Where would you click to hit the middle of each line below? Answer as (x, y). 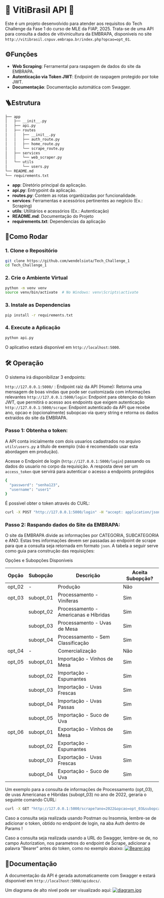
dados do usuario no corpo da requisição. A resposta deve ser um (72, 466)
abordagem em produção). (32, 451)
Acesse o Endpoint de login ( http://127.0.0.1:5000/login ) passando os (78, 461)
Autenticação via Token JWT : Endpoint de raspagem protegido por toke (85, 76)
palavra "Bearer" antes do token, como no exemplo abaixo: (64, 848)
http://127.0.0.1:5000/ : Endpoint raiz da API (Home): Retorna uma (73, 387)
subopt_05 (41, 718)
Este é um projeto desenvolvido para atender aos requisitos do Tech (74, 23)
